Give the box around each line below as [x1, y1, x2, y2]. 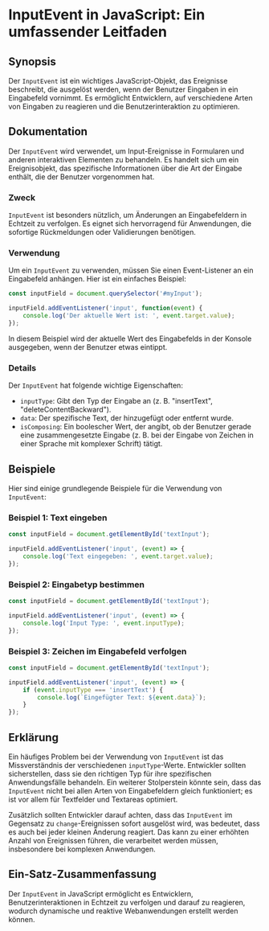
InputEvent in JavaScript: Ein [8, 6, 206, 24]
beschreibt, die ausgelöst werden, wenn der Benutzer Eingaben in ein [8, 84, 238, 94]
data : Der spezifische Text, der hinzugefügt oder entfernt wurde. [19, 413, 234, 423]
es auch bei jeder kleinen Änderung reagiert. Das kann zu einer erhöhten [8, 826, 249, 837]
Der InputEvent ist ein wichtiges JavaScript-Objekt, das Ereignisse [8, 76, 228, 85]
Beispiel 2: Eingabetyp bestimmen [8, 579, 145, 590]
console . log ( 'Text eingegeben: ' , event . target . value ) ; [22, 552, 214, 560]
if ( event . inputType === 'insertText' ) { [22, 686, 163, 694]
